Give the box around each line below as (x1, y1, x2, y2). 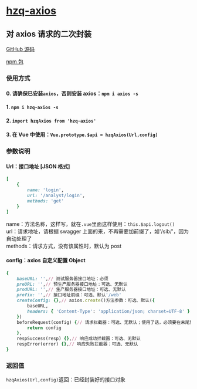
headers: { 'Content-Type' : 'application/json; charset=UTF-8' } (27, 308, 191, 314)
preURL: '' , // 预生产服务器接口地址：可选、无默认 (16, 281, 128, 287)
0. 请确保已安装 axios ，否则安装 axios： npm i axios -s (6, 90, 139, 97)
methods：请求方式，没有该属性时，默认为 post (6, 242, 122, 249)
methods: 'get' (27, 198, 64, 204)
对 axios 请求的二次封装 (6, 29, 92, 39)
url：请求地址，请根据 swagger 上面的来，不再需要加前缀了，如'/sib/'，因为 (6, 228, 189, 235)
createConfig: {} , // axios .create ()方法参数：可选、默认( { (16, 297, 155, 303)
